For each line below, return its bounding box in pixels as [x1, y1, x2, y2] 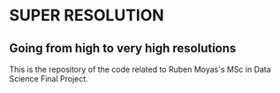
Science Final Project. [9, 74, 88, 84]
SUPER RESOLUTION [9, 5, 165, 26]
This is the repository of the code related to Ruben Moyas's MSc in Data [9, 64, 271, 74]
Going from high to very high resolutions [9, 41, 237, 56]
